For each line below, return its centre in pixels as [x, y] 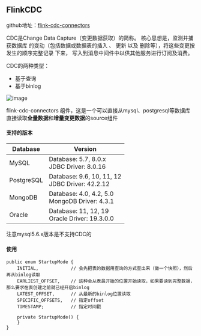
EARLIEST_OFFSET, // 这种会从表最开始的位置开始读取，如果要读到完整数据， [106, 281]
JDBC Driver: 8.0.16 [77, 166]
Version [85, 149]
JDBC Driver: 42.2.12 [79, 184]
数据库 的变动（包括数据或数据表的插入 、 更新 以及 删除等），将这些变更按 [103, 45]
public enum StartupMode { [40, 262]
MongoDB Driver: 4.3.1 [81, 201]
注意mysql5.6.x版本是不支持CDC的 [49, 234]
